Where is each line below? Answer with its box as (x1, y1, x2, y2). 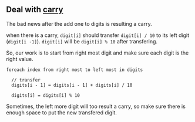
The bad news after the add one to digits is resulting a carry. (6, 20, 152, 27)
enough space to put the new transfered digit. (6, 109, 117, 116)
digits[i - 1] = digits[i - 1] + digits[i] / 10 (11, 82, 133, 88)
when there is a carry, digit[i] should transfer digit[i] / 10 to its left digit (6, 32, 190, 39)
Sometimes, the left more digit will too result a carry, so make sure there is (6, 103, 186, 110)
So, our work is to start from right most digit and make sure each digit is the (6, 49, 189, 56)
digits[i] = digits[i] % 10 (11, 92, 80, 99)
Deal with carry (6, 5, 63, 15)
